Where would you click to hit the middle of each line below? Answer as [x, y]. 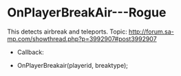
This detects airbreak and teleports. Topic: [67, 31]
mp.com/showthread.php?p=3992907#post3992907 [82, 38]
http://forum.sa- [151, 31]
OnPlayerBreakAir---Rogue [87, 13]
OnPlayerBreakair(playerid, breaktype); [73, 65]
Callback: [30, 52]
